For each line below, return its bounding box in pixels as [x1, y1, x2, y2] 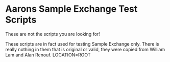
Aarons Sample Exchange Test [5, 3, 138, 15]
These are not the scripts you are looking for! [5, 31, 101, 37]
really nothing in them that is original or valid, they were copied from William [5, 46, 165, 52]
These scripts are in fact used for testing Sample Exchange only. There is [5, 40, 159, 47]
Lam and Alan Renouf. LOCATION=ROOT [5, 52, 91, 58]
